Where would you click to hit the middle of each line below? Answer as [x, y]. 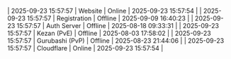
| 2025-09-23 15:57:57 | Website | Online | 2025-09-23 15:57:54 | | [105, 11]
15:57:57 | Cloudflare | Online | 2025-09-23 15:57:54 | [85, 48]
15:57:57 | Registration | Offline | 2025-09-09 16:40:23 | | [110, 18]
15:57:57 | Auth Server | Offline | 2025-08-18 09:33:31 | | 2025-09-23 [118, 26]
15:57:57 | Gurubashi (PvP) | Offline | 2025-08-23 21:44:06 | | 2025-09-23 [116, 41]
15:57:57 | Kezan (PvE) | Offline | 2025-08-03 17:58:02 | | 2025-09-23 [109, 33]
